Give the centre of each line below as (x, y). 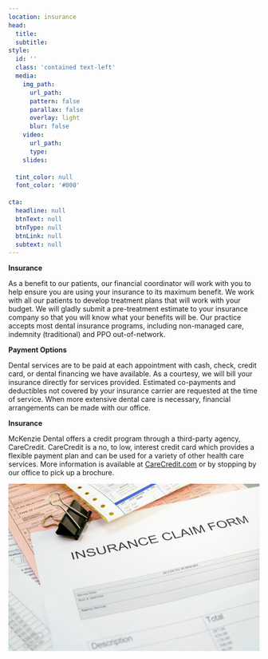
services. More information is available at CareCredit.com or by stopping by (132, 464)
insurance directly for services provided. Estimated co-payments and (122, 383)
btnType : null (39, 228)
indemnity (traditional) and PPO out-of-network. (87, 335)
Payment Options (38, 350)
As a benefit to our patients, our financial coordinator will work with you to (130, 284)
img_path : (39, 84)
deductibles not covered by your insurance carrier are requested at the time (133, 391)
